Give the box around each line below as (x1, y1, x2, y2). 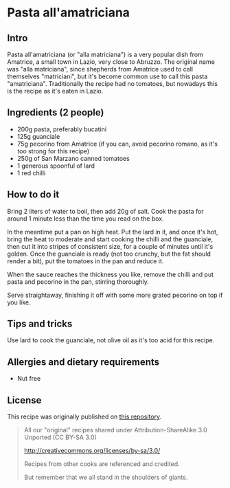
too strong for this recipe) (16, 146, 90, 155)
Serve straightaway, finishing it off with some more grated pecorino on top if (7, 291, 223, 299)
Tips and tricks (7, 318, 73, 330)
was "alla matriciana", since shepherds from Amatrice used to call (7, 65, 194, 73)
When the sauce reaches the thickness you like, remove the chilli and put (7, 270, 214, 278)
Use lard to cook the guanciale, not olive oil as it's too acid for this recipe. (7, 336, 215, 344)
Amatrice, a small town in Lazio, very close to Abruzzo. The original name (7, 58, 215, 66)
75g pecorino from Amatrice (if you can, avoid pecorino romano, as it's (16, 140, 218, 148)
